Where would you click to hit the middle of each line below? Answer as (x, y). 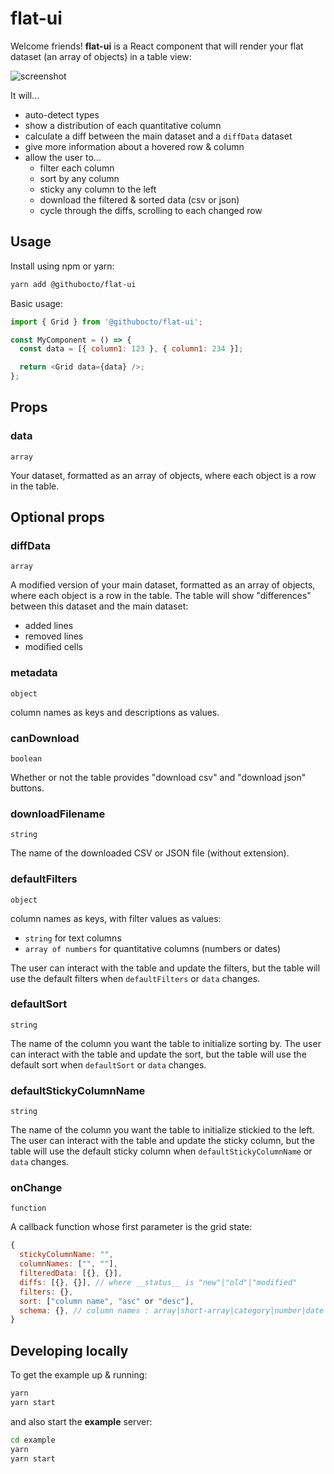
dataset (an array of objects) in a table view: (101, 56)
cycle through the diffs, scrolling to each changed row (151, 210)
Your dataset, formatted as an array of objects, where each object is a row (163, 475)
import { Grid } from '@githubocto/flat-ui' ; (106, 322)
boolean (26, 758)
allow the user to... (63, 157)
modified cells (53, 647)
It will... (25, 95)
